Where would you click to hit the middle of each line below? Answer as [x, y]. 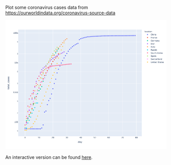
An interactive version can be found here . [49, 157]
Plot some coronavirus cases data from [47, 7]
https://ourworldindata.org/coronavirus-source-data [60, 13]
